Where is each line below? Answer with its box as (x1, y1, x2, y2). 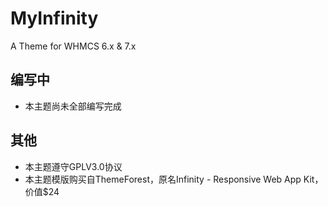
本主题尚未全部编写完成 (24, 100, 122, 112)
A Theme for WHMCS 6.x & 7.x (10, 40, 137, 52)
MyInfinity (10, 7, 99, 30)
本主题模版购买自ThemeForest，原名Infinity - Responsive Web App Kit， (24, 173, 324, 185)
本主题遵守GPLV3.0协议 (24, 160, 123, 172)
